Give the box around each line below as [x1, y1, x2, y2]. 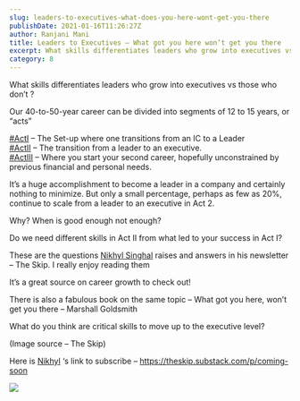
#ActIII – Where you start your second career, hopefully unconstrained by [9, 152, 279, 162]
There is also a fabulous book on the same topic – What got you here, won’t [9, 294, 287, 304]
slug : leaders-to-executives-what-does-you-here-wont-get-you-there [9, 13, 270, 22]
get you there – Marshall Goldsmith [9, 303, 138, 314]
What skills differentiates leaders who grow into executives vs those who [9, 80, 278, 90]
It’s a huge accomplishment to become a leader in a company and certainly [9, 179, 286, 189]
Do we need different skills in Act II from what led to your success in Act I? [9, 233, 283, 243]
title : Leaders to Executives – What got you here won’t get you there [9, 38, 281, 47]
